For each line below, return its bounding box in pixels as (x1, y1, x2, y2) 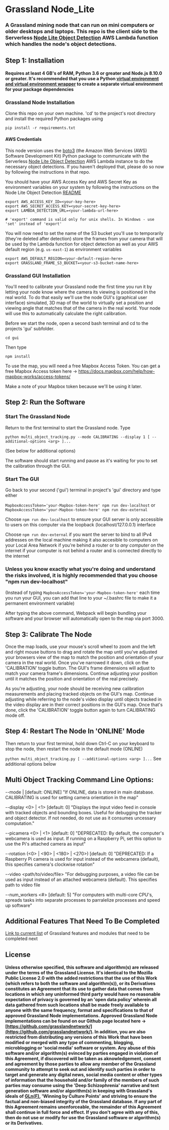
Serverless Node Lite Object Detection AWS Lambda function (5, 34, 158, 41)
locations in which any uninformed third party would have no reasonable (5, 991, 160, 997)
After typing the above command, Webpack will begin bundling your (5, 610, 147, 616)
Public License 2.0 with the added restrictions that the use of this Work (5, 975, 157, 981)
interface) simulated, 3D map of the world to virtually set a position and (5, 300, 153, 306)
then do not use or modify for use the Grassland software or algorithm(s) (5, 1115, 161, 1121)
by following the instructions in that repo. (5, 169, 90, 175)
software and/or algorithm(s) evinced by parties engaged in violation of (5, 1050, 158, 1056)
